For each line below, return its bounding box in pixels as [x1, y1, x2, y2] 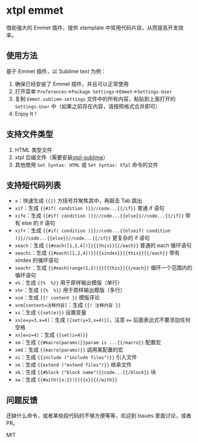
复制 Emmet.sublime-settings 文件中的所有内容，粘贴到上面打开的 [14, 95, 176, 102]
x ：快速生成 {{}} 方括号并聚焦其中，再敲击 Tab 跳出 [14, 197, 143, 205]
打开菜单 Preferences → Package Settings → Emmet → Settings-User [14, 88, 172, 95]
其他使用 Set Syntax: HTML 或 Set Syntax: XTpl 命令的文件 [14, 161, 159, 168]
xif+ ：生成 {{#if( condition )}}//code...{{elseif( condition [14, 227, 171, 234]
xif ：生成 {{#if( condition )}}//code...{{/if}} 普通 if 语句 [14, 205, 165, 212]
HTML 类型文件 [14, 146, 52, 153]
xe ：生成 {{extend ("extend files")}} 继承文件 [14, 361, 132, 368]
